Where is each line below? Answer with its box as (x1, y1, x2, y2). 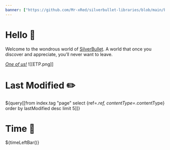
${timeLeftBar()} (5, 139, 39, 145)
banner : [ (5, 7, 26, 13)
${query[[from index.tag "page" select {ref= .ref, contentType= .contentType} (5, 99, 165, 106)
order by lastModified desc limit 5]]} (5, 105, 80, 111)
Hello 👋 (5, 29, 35, 40)
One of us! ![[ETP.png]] (5, 61, 54, 67)
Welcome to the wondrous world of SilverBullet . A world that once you (5, 46, 152, 52)
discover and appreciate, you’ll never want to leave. (5, 51, 113, 57)
